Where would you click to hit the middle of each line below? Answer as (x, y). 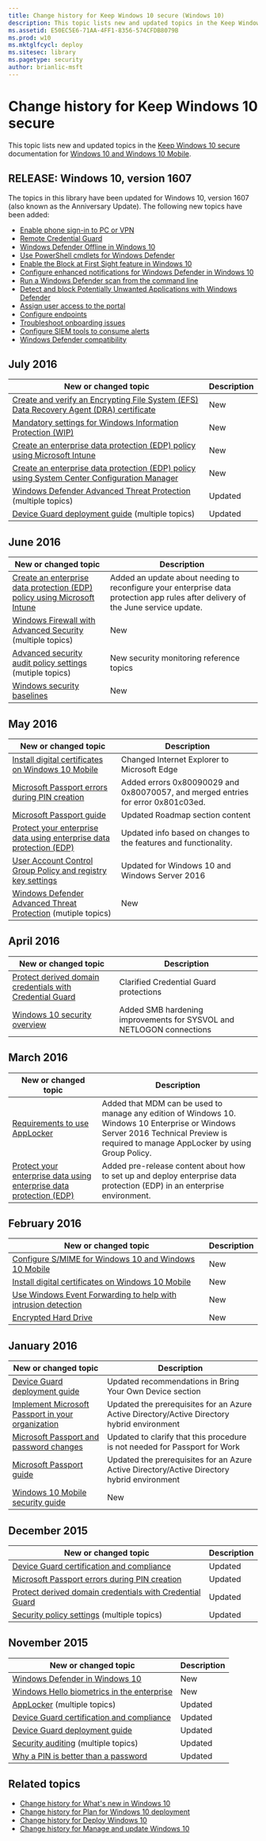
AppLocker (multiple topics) (64, 1704)
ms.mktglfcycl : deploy (46, 45)
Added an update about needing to (175, 578)
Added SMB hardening (161, 1009)
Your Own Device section (154, 1391)
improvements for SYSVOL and (177, 1020)
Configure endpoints (53, 314)
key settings (35, 880)
